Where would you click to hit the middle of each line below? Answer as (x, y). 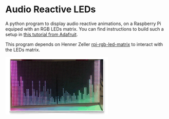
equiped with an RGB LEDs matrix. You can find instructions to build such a (85, 29)
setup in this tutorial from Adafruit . (42, 34)
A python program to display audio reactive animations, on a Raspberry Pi (83, 23)
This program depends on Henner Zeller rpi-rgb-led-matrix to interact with (84, 44)
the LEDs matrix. (23, 50)
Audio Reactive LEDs (51, 9)
